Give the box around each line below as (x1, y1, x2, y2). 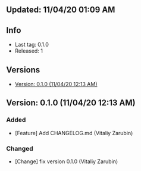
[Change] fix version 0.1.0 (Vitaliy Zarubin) (14, 158, 118, 165)
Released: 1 (14, 47, 43, 54)
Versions (6, 65, 40, 75)
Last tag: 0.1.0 (14, 41, 49, 48)
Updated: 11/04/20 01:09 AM (6, 5, 115, 15)
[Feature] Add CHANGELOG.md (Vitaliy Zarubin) (14, 129, 133, 136)
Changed (6, 144, 34, 152)
